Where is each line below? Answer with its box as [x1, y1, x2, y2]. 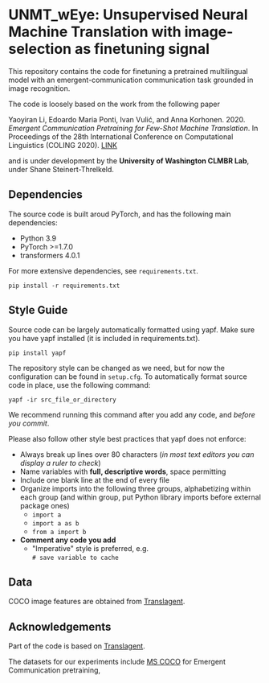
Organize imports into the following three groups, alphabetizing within [19, 483, 251, 493]
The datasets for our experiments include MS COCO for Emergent [8, 657, 226, 667]
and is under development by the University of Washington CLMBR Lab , [8, 155, 250, 166]
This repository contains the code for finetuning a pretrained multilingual [8, 66, 248, 76]
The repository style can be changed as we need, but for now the [8, 363, 225, 372]
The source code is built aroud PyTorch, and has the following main [8, 209, 231, 219]
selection [8, 40, 72, 58]
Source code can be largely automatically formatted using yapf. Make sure [8, 324, 255, 335]
